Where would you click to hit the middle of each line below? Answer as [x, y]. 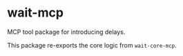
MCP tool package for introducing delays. [66, 32]
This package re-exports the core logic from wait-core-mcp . [92, 45]
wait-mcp [36, 13]
